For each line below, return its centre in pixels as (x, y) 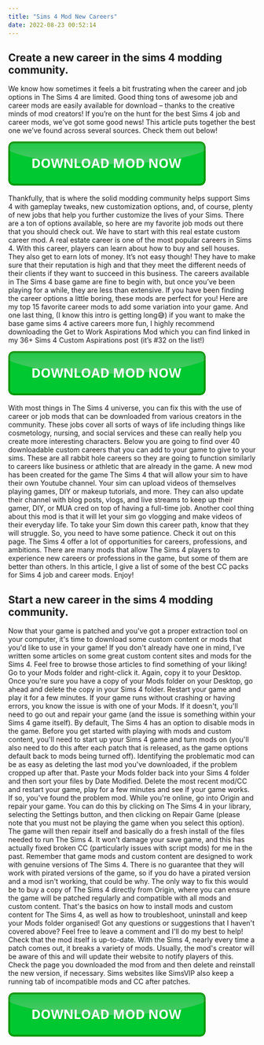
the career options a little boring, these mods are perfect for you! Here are (128, 299)
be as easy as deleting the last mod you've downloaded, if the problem (123, 764)
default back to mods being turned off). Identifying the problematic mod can (132, 756)
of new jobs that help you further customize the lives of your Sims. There (126, 215)
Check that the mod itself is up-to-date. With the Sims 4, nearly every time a (132, 940)
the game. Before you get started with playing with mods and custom (120, 731)
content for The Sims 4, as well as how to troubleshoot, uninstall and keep (128, 915)
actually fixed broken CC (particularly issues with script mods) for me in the (130, 848)
